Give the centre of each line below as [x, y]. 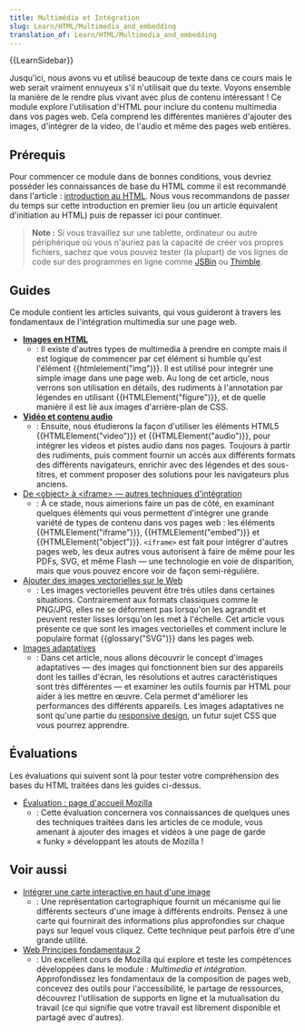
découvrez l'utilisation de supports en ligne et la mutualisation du [157, 998]
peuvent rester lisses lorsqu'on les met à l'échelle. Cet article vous [160, 619]
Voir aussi [38, 870]
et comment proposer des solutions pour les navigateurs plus [174, 474]
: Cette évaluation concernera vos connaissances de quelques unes [163, 812]
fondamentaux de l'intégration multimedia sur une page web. [123, 322]
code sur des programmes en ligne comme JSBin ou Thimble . [147, 262]
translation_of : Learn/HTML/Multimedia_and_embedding [113, 34]
